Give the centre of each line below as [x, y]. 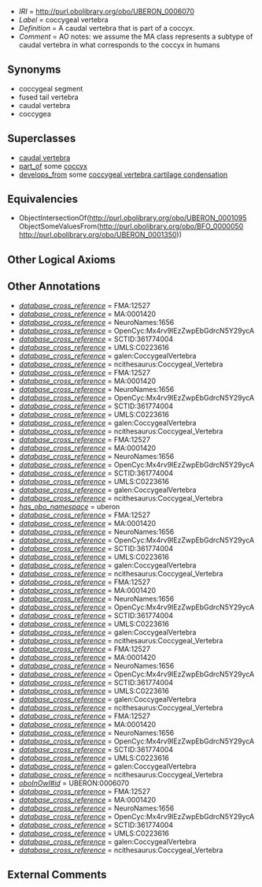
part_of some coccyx [53, 166]
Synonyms [34, 70]
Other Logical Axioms [61, 259]
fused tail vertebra [49, 97]
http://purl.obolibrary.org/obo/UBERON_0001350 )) [100, 235]
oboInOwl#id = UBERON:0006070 [74, 783]
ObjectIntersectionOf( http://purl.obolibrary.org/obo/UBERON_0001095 [133, 218]
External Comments [57, 875]
